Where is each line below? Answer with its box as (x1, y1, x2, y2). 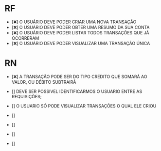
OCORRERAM (11, 35, 39, 41)
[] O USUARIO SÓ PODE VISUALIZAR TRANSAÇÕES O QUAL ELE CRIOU (11, 103, 157, 109)
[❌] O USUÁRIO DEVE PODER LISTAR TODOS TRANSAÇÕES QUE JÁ (11, 30, 149, 35)
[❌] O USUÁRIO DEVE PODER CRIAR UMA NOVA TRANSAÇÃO (11, 19, 137, 25)
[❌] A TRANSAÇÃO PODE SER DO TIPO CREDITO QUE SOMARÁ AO (11, 74, 147, 79)
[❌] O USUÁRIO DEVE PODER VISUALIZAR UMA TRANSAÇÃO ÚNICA (11, 40, 150, 46)
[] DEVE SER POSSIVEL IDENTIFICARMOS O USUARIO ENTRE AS (11, 88, 142, 94)
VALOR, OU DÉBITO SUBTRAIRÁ (11, 79, 76, 85)
